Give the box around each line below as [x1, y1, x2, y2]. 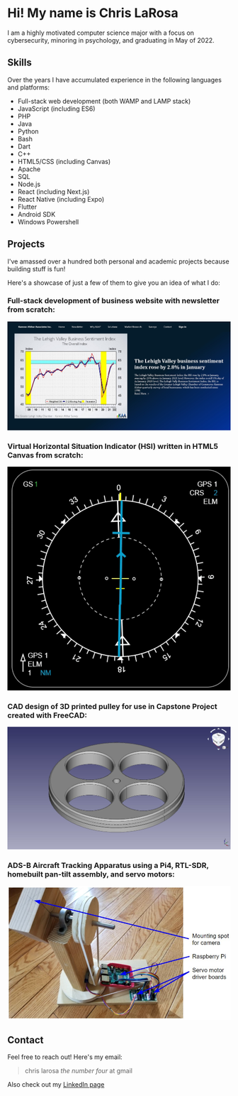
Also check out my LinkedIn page [7, 1080, 105, 1089]
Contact [7, 1033, 44, 1046]
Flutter [17, 202, 38, 211]
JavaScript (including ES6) [17, 104, 96, 113]
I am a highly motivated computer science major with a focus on [7, 28, 195, 37]
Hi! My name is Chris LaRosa [7, 5, 178, 21]
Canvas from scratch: [7, 450, 84, 460]
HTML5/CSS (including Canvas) [17, 157, 111, 166]
